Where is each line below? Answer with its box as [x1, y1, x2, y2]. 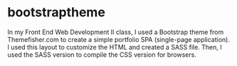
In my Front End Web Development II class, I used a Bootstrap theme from [7, 28, 224, 36]
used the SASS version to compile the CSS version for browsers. [7, 50, 197, 59]
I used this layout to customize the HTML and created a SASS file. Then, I [7, 43, 222, 51]
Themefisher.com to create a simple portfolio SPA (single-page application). [7, 35, 230, 43]
